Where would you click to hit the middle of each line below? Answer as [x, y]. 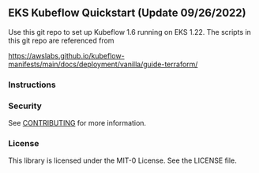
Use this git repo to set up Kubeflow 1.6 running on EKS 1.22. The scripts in [129, 32]
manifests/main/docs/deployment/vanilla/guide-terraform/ [103, 64]
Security [25, 106]
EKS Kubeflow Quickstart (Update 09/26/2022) [127, 13]
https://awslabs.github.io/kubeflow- [66, 55]
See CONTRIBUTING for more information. [77, 123]
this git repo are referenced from [61, 40]
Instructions [32, 85]
